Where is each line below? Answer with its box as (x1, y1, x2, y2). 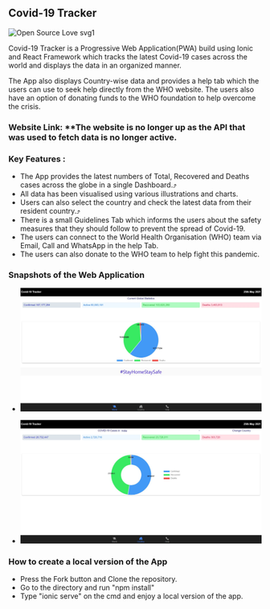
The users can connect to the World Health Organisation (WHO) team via (19, 232, 262, 242)
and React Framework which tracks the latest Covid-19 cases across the (8, 51, 247, 61)
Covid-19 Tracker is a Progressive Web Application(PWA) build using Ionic (8, 43, 254, 53)
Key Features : (8, 153, 66, 164)
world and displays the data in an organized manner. (8, 60, 182, 70)
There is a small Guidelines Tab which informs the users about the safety (19, 215, 262, 225)
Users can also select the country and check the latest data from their (19, 198, 252, 207)
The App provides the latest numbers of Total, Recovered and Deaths (19, 172, 250, 182)
